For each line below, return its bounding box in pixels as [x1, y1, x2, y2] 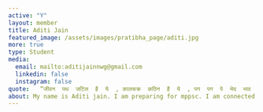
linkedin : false [15, 70, 69, 78]
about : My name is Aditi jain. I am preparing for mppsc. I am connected [8, 92, 256, 100]
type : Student [8, 48, 55, 56]
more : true [8, 41, 44, 49]
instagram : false [15, 77, 72, 85]
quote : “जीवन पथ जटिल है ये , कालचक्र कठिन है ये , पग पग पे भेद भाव [8, 84, 251, 93]
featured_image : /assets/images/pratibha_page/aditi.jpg [8, 33, 199, 42]
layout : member [8, 19, 58, 27]
